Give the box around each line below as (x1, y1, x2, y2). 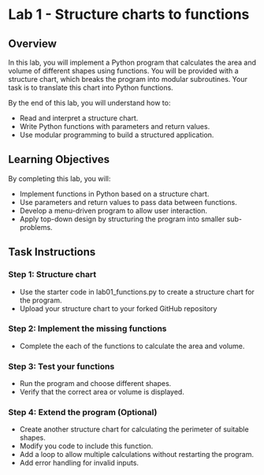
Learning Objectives (8, 153, 110, 166)
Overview (8, 37, 58, 50)
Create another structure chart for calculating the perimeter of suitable (19, 425, 250, 434)
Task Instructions (8, 246, 96, 259)
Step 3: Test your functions (8, 361, 115, 372)
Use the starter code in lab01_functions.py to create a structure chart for (19, 287, 255, 296)
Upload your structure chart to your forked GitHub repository (19, 303, 218, 313)
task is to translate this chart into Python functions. (8, 83, 173, 92)
